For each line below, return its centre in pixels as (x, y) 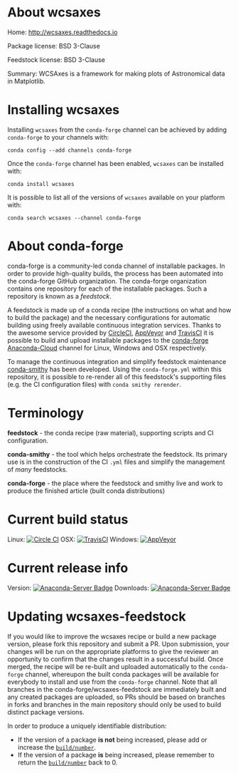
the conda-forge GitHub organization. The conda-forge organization (107, 281)
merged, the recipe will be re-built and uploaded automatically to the (108, 666)
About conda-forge (65, 246)
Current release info (68, 568)
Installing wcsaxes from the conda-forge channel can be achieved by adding (117, 130)
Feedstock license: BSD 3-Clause (56, 59)
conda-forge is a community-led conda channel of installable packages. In (116, 266)
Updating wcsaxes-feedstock (97, 616)
